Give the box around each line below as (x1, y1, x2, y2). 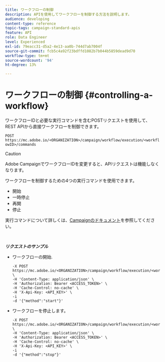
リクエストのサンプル (5, 243, 48, 250)
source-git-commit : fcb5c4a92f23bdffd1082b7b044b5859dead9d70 (5, 48, 135, 53)
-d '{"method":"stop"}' (12, 352, 62, 358)
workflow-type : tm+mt (5, 53, 50, 58)
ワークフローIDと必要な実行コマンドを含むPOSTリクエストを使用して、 (5, 117, 150, 124)
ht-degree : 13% (5, 62, 36, 67)
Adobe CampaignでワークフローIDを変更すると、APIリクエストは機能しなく (5, 161, 160, 167)
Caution (5, 151, 21, 157)
